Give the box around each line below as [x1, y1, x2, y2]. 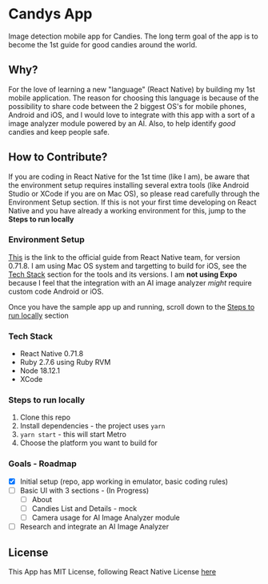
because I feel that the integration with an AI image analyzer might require [8, 278, 252, 287]
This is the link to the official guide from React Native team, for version [8, 252, 241, 262]
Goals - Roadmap [8, 458, 78, 469]
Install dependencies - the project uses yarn [19, 421, 166, 431]
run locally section [8, 310, 70, 320]
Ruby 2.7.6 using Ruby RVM [19, 358, 111, 367]
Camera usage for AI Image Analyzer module [31, 513, 180, 522]
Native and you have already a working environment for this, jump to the [8, 205, 246, 215]
